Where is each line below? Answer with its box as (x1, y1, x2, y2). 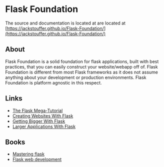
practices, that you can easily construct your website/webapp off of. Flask (5, 63, 158, 69)
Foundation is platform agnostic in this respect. (5, 79, 102, 85)
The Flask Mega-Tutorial (12, 107, 63, 113)
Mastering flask (12, 151, 45, 157)
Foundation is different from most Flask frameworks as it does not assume (5, 69, 158, 75)
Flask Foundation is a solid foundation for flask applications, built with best (5, 58, 159, 64)
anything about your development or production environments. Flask (5, 74, 146, 80)
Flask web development (12, 156, 62, 162)
